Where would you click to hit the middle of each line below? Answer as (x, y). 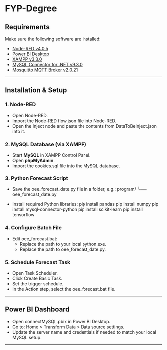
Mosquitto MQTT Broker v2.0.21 (45, 70)
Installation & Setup (36, 90)
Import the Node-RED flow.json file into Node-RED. (64, 121)
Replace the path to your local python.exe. (63, 244)
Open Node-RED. (30, 115)
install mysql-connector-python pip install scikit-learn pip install (78, 209)
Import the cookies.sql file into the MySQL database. (66, 166)
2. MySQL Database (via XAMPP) (46, 144)
